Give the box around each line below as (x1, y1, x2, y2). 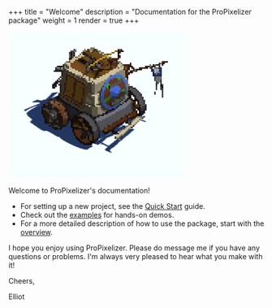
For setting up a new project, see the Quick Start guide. (19, 202, 205, 210)
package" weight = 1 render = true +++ (8, 15, 140, 25)
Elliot (8, 292, 25, 301)
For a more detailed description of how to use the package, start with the (19, 219, 265, 228)
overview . (19, 228, 53, 236)
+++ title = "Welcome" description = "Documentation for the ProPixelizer (8, 7, 252, 16)
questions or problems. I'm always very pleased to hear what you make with (8, 252, 263, 261)
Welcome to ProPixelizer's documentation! (8, 186, 150, 195)
